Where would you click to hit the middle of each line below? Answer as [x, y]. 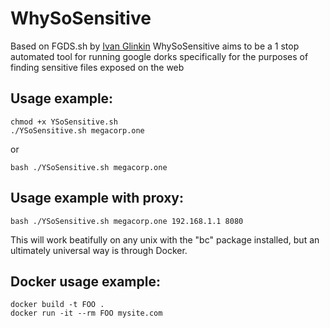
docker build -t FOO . [57, 305]
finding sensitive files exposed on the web [97, 67]
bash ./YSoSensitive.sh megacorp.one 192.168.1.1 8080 [127, 221]
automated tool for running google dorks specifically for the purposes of [159, 56]
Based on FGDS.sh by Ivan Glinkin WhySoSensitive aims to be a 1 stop [155, 46]
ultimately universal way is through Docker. [99, 250]
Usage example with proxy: [97, 198]
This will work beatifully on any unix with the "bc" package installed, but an [165, 239]
